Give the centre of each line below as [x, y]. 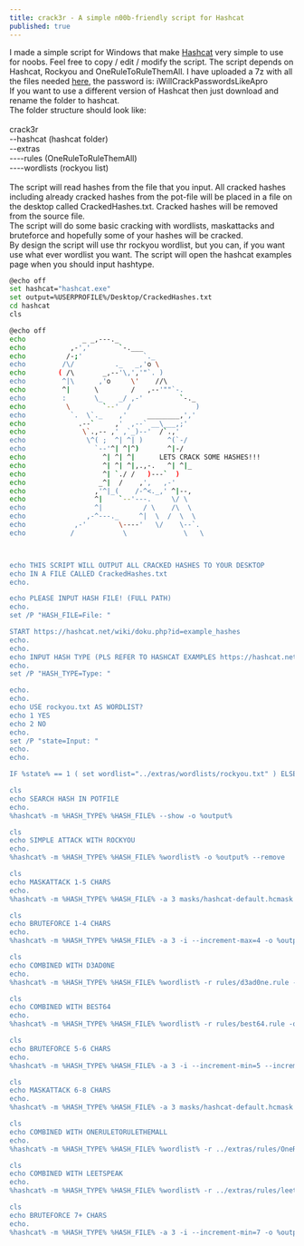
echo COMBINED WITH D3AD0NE [62, 965]
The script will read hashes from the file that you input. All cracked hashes [148, 187]
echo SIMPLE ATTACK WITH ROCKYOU [72, 841]
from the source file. [47, 216]
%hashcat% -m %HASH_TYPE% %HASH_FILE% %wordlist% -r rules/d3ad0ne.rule [149, 982]
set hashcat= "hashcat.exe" [60, 289]
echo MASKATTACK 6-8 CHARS [60, 1090]
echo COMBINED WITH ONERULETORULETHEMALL [89, 1132]
